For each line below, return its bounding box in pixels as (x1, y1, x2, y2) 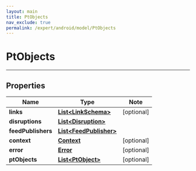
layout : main (6, 8, 38, 15)
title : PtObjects (6, 14, 48, 20)
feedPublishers (9, 127, 52, 135)
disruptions (9, 118, 42, 125)
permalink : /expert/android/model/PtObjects (6, 25, 116, 31)
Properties (6, 80, 45, 91)
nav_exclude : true (6, 19, 51, 25)
